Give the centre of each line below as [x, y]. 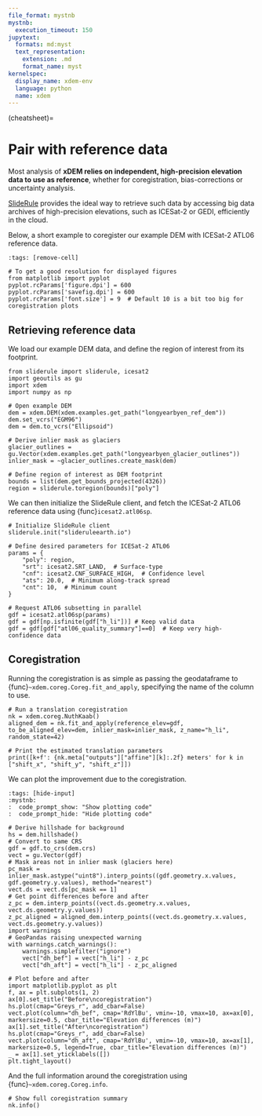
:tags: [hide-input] [42, 793]
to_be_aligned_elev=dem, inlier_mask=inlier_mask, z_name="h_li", [119, 730]
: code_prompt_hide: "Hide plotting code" [80, 814]
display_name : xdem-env [54, 81]
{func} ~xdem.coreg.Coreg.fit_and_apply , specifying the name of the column [131, 687]
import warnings [35, 931]
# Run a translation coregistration [68, 709]
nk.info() [24, 1105]
